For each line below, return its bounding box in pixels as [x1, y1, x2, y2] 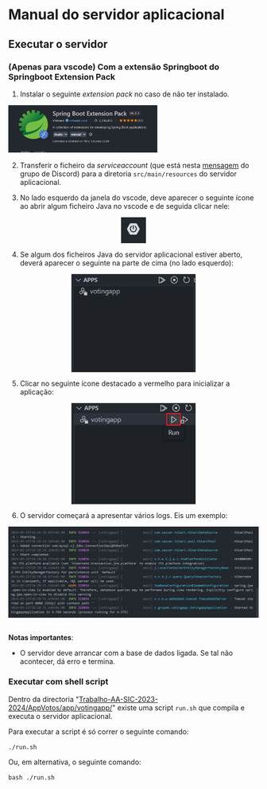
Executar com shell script [8, 676, 109, 687]
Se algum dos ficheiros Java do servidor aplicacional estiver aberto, [19, 249, 243, 259]
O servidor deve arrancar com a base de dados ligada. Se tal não [19, 648, 233, 657]
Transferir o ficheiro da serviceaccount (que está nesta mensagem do [19, 161, 250, 171]
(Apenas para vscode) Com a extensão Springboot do [8, 61, 220, 73]
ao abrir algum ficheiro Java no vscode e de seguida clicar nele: [19, 202, 230, 211]
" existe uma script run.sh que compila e [112, 703, 245, 712]
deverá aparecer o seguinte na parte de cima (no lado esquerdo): [19, 257, 234, 268]
